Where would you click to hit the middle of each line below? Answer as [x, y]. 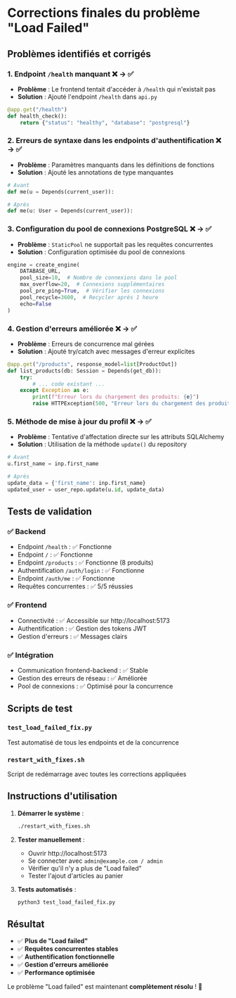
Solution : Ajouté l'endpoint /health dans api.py [87, 96]
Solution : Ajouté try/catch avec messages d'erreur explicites [106, 351]
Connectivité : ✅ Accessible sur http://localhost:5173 [93, 620]
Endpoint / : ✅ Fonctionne [55, 555]
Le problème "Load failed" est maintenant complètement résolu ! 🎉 [105, 987]
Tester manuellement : [51, 840]
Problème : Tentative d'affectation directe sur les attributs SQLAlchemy [121, 437]
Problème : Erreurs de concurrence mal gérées [86, 343]
